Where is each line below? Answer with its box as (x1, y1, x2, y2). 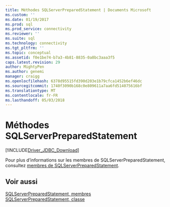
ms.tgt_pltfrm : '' (5, 45, 44, 50)
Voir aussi (5, 177, 38, 186)
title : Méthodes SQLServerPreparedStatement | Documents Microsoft (5, 7, 152, 13)
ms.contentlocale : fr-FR (5, 93, 58, 98)
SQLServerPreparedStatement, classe (5, 196, 85, 202)
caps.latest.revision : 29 (5, 60, 60, 65)
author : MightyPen (5, 64, 44, 69)
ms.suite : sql (5, 36, 36, 41)
